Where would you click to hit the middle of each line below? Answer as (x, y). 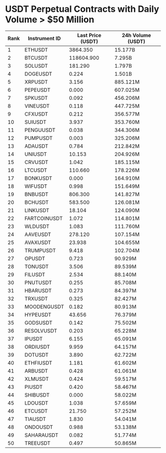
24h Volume (137, 35)
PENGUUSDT (40, 130)
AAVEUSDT (38, 234)
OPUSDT (35, 258)
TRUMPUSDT (40, 250)
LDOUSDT (36, 403)
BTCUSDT (36, 58)
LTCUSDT (36, 170)
